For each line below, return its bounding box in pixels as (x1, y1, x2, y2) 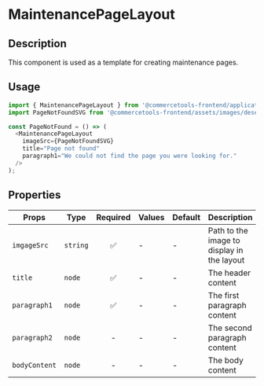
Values (138, 211, 165, 222)
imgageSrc (12, 241, 49, 249)
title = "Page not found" (22, 145, 101, 153)
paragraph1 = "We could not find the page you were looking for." (22, 152, 237, 160)
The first (207, 289, 240, 300)
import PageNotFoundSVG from (8, 108, 104, 116)
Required (96, 211, 131, 222)
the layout (207, 254, 245, 265)
